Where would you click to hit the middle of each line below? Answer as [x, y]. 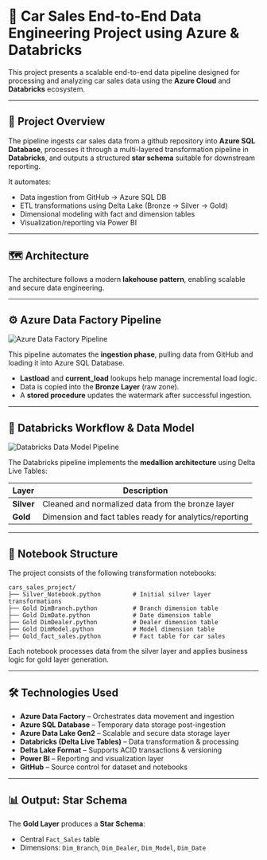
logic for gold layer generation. [58, 659]
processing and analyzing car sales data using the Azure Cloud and [120, 80]
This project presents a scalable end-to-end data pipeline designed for [124, 72]
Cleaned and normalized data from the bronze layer [138, 504]
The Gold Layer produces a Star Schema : [77, 823]
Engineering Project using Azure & [124, 33]
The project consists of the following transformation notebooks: [112, 573]
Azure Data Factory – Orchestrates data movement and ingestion [127, 716]
